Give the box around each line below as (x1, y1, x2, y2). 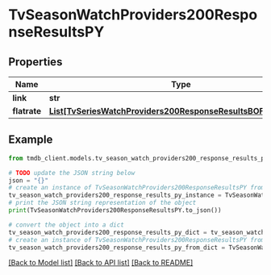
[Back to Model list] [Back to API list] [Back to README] (8, 258, 194, 268)
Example (8, 133, 53, 147)
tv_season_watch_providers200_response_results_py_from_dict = (8, 244, 226, 252)
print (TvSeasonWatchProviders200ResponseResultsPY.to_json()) (8, 206, 222, 215)
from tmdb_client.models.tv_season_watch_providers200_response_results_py (8, 154, 269, 162)
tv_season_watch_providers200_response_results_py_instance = (8, 191, 222, 199)
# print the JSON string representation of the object (8, 199, 197, 207)
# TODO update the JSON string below (8, 169, 135, 177)
